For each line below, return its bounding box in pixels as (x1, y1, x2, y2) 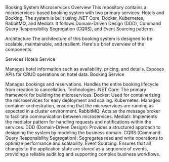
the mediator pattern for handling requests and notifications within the (5, 119, 152, 125)
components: (5, 47, 33, 52)
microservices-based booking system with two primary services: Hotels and (5, 10, 164, 16)
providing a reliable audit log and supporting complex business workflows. (5, 151, 160, 157)
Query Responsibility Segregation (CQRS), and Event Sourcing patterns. (5, 26, 155, 32)
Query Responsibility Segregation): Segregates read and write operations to (5, 135, 163, 141)
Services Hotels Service (5, 56, 56, 62)
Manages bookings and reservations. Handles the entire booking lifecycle (5, 81, 159, 87)
